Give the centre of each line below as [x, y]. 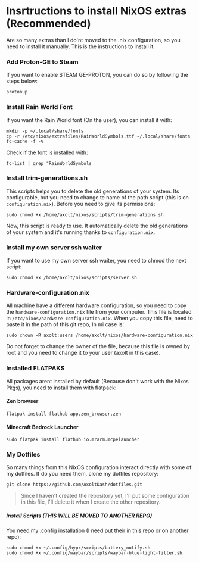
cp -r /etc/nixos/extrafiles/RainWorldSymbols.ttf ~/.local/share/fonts [98, 136]
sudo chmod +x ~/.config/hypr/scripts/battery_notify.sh [78, 548]
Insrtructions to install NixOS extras [96, 11]
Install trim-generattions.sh [47, 178]
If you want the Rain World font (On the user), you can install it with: [89, 120]
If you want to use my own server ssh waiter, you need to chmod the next [96, 261]
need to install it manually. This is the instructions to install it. [80, 46]
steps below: [22, 81]
